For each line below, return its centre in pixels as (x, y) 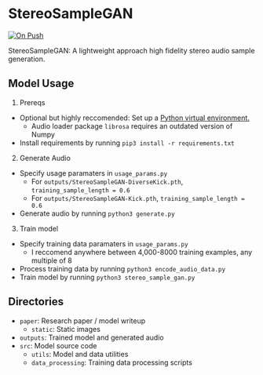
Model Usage (41, 84)
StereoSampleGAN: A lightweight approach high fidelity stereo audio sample (131, 50)
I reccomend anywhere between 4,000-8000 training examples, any (142, 252)
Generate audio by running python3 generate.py (97, 213)
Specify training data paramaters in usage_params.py (104, 243)
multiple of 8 (51, 260)
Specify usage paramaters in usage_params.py (93, 173)
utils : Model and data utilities (80, 354)
